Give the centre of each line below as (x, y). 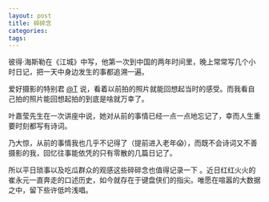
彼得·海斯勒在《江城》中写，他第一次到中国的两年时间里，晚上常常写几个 (129, 62)
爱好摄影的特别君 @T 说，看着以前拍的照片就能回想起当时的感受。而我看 (128, 89)
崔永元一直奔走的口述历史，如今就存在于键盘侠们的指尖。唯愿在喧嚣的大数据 (134, 180)
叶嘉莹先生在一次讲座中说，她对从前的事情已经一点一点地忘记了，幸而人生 (131, 116)
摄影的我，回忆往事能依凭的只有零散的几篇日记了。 (92, 153)
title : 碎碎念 (30, 23)
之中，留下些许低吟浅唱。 (50, 190)
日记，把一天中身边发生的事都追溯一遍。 (82, 72)
